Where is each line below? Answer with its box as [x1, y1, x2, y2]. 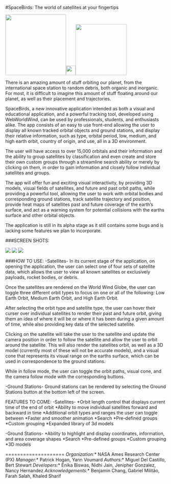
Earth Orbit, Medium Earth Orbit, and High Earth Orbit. [5, 295, 119, 301]
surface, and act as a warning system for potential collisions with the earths [5, 207, 165, 213]
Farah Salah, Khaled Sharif [5, 473, 61, 479]
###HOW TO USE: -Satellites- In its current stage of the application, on [5, 258, 155, 264]
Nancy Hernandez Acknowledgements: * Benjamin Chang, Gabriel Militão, [5, 468, 160, 473]
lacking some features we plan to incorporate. [5, 227, 102, 234]
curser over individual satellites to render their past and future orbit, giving [5, 310, 162, 316]
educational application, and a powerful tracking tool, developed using [5, 111, 154, 117]
